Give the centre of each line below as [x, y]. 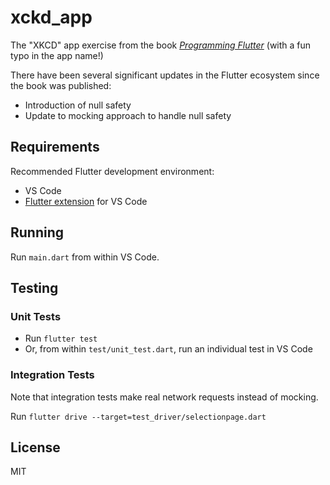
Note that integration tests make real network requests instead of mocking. [164, 397]
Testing [34, 287]
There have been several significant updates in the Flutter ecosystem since [165, 75]
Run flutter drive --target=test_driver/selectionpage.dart [138, 416]
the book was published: [61, 85]
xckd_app [51, 17]
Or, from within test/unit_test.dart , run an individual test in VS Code [168, 349]
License [35, 447]
